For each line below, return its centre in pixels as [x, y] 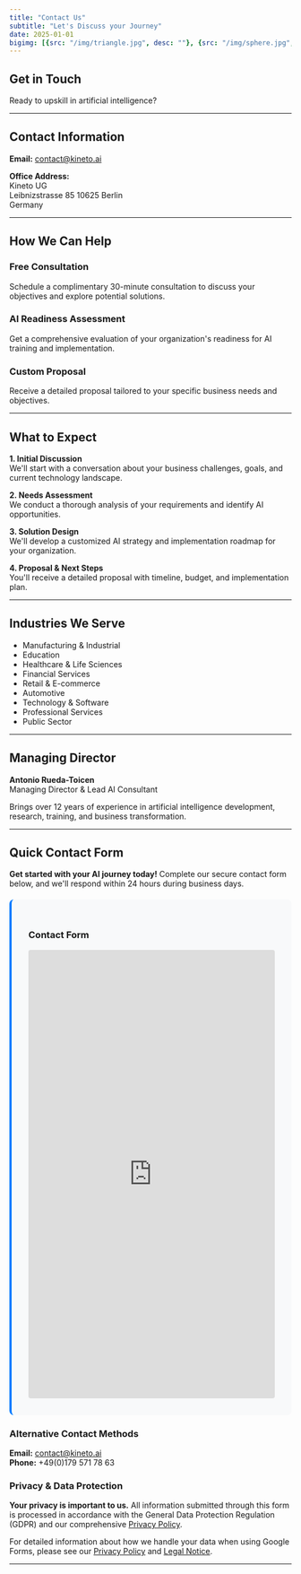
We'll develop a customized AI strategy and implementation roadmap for [142, 541]
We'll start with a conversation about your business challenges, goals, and [146, 468]
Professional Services [62, 712]
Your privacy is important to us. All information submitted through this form [149, 1505]
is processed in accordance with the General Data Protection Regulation [142, 1515]
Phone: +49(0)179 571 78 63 [62, 1462]
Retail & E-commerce [61, 683]
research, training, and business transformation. [98, 816]
